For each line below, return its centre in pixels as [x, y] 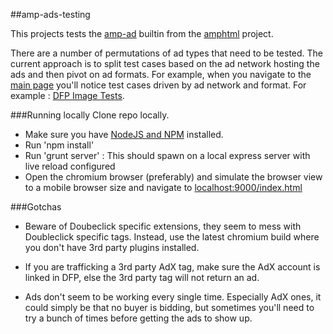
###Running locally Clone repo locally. [90, 115]
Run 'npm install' [59, 145]
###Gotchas [36, 207]
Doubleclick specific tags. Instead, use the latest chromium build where [172, 237]
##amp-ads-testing [50, 14]
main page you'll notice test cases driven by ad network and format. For [158, 85]
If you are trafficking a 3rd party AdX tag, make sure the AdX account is [172, 267]
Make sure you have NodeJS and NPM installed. [124, 134]
